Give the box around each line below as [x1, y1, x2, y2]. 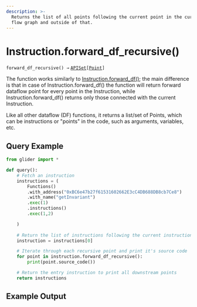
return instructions [16, 275, 67, 281]
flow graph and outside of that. [11, 19, 93, 25]
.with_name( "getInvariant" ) [27, 195, 96, 200]
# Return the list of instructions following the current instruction [16, 232, 193, 238]
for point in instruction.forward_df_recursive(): [16, 254, 143, 260]
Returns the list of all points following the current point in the [11, 14, 182, 20]
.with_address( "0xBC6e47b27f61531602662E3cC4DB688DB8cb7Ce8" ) [27, 189, 182, 195]
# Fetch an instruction [16, 172, 75, 179]
